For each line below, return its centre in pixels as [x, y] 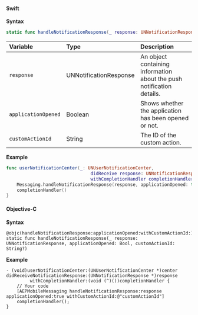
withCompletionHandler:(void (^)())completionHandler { [100, 281]
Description [157, 47]
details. [151, 94]
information [156, 72]
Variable [21, 47]
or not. [150, 126]
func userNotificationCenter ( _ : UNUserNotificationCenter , [80, 168]
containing [155, 64]
